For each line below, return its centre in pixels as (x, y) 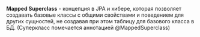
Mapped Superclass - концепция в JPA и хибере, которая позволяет (94, 9)
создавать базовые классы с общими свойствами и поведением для (95, 15)
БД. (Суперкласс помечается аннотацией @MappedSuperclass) (88, 27)
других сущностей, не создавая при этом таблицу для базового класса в (100, 21)
